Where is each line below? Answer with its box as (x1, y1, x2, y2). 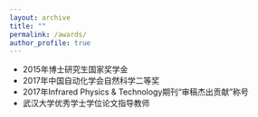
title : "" (9, 22, 47, 31)
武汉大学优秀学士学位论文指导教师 (22, 98, 150, 109)
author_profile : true (9, 38, 91, 48)
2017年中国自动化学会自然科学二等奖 (22, 76, 160, 86)
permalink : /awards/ (9, 30, 88, 39)
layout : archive (9, 13, 71, 22)
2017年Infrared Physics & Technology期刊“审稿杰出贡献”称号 (22, 86, 249, 97)
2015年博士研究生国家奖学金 (22, 64, 129, 75)
